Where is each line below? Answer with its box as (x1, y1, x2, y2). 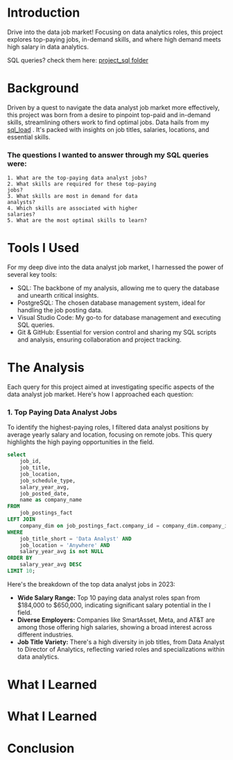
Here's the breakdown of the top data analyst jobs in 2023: (7, 580, 175, 588)
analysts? (7, 199, 36, 206)
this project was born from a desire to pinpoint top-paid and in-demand (7, 110, 212, 119)
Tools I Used (7, 240, 80, 256)
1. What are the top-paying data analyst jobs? (7, 175, 148, 182)
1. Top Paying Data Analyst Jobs (7, 407, 118, 417)
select (7, 451, 26, 459)
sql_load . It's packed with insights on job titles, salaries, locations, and (7, 125, 209, 133)
